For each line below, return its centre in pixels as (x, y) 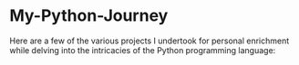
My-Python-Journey (89, 16)
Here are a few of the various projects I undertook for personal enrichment (149, 41)
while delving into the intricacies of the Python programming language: (143, 50)
